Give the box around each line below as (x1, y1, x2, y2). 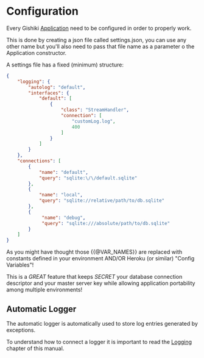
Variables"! (6, 261, 34, 269)
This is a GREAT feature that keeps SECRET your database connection (6, 273, 183, 281)
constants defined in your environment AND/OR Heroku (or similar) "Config (6, 255, 195, 262)
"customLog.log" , (71, 118, 116, 124)
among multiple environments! (6, 286, 83, 293)
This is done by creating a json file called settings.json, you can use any (6, 36, 187, 43)
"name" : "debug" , (41, 215, 86, 221)
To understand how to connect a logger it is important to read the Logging (6, 338, 192, 345)
